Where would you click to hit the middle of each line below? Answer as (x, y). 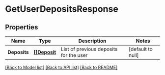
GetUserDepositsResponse (62, 9)
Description (92, 41)
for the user (74, 55)
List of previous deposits (89, 49)
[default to (141, 49)
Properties (22, 27)
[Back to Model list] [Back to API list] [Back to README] (61, 67)
